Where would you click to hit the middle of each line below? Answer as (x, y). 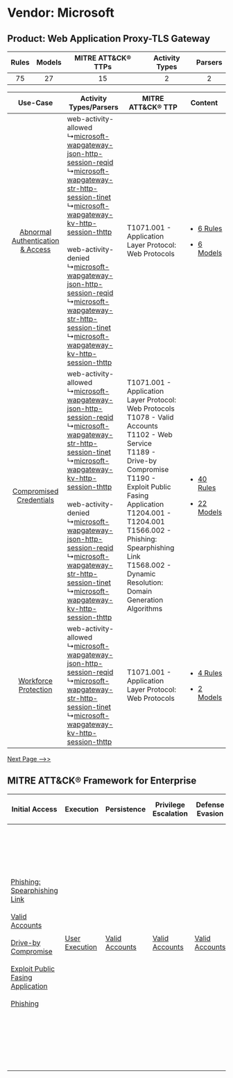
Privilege (170, 804)
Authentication (35, 240)
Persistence (126, 809)
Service (140, 443)
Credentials (35, 500)
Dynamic (141, 574)
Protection (35, 689)
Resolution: (145, 582)
